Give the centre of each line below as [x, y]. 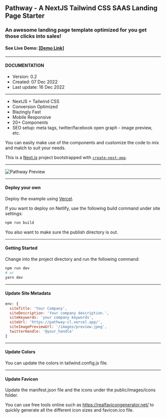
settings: [14, 213]
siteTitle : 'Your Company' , [39, 308]
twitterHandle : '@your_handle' [42, 332]
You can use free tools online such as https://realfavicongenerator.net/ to [80, 405]
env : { [12, 304]
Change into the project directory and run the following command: [72, 259]
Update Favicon [22, 379]
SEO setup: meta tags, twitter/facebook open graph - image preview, [82, 127]
